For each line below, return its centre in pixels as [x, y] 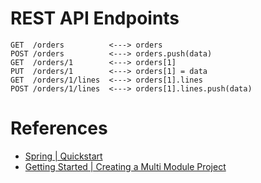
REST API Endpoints [95, 18]
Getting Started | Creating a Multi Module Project [125, 166]
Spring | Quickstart [63, 156]
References [59, 128]
